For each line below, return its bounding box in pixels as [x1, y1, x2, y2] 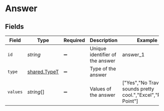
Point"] [122, 98, 139, 104]
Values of [89, 86, 111, 92]
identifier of [89, 51, 117, 58]
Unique [89, 45, 106, 52]
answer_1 [122, 51, 145, 58]
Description [89, 37, 118, 44]
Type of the [89, 66, 116, 72]
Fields [5, 22, 24, 31]
